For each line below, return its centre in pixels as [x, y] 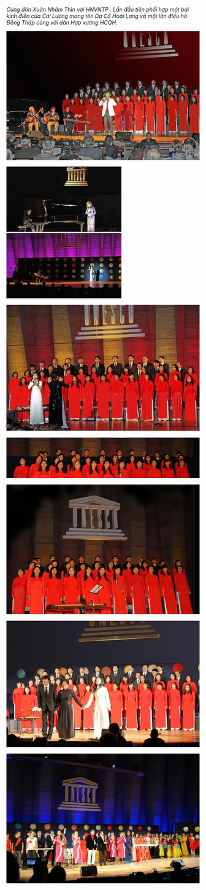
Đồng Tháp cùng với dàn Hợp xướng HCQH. [62, 22]
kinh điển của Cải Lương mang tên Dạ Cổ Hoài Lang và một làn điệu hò [97, 16]
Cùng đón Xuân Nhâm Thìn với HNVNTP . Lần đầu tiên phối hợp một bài [98, 10]
